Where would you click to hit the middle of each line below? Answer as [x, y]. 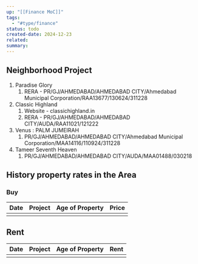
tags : [13, 18]
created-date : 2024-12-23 [39, 35]
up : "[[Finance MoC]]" [35, 12]
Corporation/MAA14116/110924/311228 [72, 143]
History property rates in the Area [71, 175]
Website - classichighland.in [60, 110]
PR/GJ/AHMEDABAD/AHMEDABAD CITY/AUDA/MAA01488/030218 [108, 156]
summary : [17, 46]
